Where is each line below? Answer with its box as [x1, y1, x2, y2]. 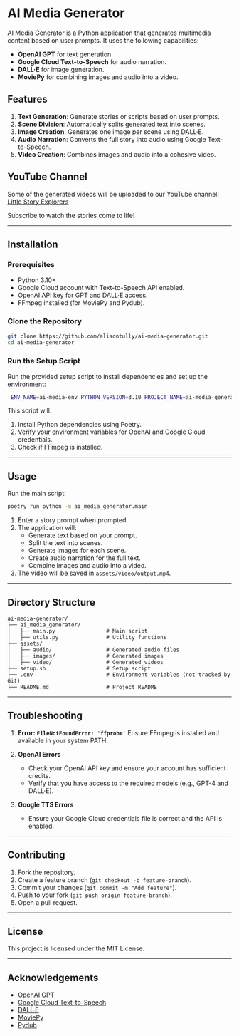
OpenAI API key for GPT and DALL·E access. [17, 291, 148, 300]
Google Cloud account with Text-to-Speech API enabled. [17, 284, 185, 292]
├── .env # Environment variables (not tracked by [7, 671, 231, 678]
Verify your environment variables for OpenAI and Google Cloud [17, 428, 206, 436]
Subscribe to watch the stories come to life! [7, 211, 135, 219]
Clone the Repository [7, 316, 83, 326]
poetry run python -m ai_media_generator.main [7, 503, 148, 510]
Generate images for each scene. [28, 547, 127, 555]
